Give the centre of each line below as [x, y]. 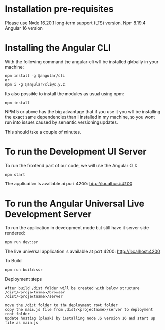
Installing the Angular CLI [58, 48]
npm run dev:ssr [22, 242]
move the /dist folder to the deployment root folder [62, 305]
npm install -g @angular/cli [35, 76]
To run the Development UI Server [76, 152]
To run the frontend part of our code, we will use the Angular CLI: [71, 165]
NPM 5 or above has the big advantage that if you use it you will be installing [83, 111]
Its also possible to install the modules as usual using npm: [65, 93]
